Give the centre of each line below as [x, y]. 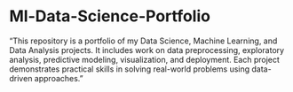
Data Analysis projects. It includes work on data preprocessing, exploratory [147, 50]
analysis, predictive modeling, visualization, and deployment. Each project [144, 59]
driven [21, 78]
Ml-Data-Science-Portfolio [110, 16]
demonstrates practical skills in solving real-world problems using [130, 69]
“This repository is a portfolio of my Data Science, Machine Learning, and [143, 41]
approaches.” [59, 78]
